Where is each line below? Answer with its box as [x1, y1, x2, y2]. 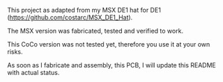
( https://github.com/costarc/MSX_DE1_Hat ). [7, 13, 133, 22]
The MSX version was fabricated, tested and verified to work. [7, 27, 183, 35]
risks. [7, 48, 23, 56]
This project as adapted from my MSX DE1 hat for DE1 [7, 6, 162, 14]
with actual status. [7, 69, 60, 76]
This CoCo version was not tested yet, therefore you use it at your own [7, 40, 210, 48]
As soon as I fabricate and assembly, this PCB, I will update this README [7, 61, 216, 69]
